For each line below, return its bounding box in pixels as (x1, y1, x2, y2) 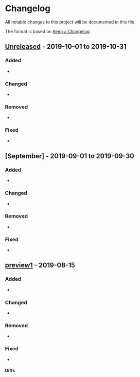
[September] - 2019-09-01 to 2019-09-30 (5, 152, 135, 160)
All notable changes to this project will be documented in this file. (5, 19, 136, 25)
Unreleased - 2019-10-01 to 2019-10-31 (5, 42, 126, 51)
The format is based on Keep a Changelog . (5, 28, 91, 34)
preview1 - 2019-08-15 (5, 261, 75, 269)
